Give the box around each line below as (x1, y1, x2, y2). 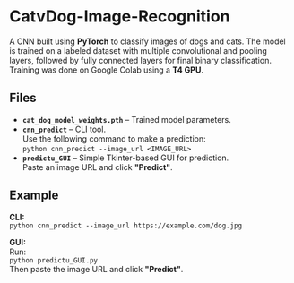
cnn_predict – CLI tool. (22, 124, 106, 134)
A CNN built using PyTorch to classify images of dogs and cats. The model (9, 36, 287, 47)
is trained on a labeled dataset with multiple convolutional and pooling (9, 45, 267, 56)
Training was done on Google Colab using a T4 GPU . (9, 64, 204, 75)
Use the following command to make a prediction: (22, 133, 206, 144)
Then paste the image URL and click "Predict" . (9, 263, 184, 274)
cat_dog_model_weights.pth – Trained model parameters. (22, 114, 231, 124)
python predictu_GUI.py (9, 255, 99, 265)
